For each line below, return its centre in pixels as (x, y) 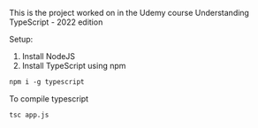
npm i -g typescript (47, 82)
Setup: (21, 39)
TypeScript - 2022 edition (56, 22)
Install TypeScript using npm (74, 66)
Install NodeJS (49, 56)
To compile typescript (49, 98)
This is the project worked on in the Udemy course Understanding (129, 13)
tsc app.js (29, 115)
